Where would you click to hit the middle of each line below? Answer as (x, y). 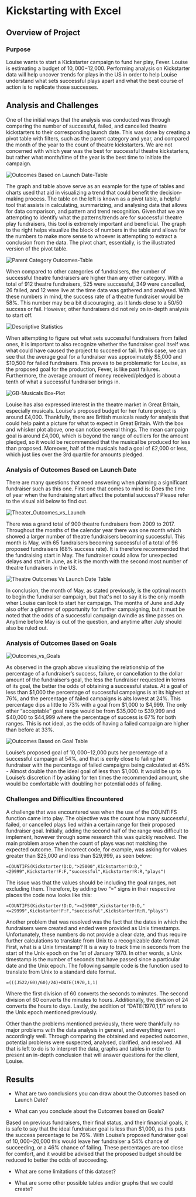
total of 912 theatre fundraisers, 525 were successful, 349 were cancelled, (96, 284)
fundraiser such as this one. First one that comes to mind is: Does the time (96, 489)
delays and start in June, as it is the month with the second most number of (97, 561)
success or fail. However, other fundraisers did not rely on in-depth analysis (97, 309)
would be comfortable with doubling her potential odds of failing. (84, 784)
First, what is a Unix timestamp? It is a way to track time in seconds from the (98, 947)
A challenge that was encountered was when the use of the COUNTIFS (92, 812)
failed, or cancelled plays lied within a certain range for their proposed (91, 824)
